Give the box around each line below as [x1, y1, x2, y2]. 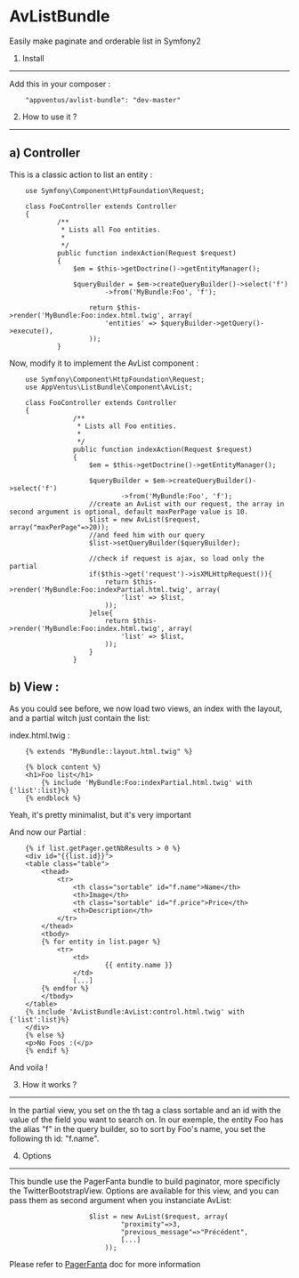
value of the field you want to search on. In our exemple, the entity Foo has [9, 1114, 284, 1125]
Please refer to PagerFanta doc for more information [9, 1258, 201, 1269]
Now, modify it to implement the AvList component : [9, 358, 199, 368]
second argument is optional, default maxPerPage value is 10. [9, 507, 249, 516]
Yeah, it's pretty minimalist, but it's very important [9, 809, 191, 820]
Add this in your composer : [9, 78, 111, 89]
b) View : [9, 679, 60, 695]
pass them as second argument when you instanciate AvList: [9, 1194, 232, 1205]
